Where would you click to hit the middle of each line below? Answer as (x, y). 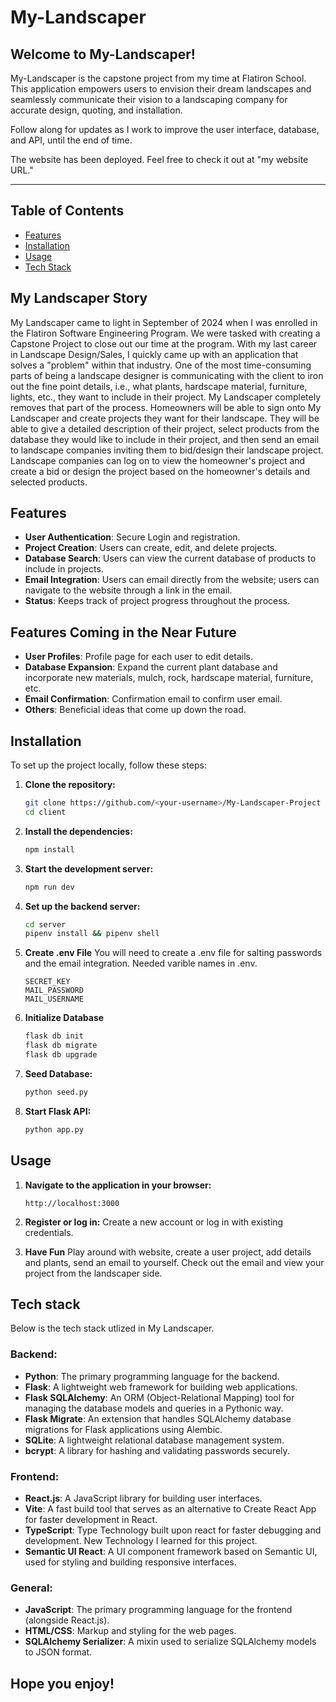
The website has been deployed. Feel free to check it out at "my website (159, 159)
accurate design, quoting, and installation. (96, 110)
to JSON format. (58, 1652)
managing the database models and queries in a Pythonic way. (154, 1408)
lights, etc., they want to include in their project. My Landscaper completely (166, 397)
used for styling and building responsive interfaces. (130, 1562)
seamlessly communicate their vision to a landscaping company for (149, 99)
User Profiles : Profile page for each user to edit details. (139, 657)
